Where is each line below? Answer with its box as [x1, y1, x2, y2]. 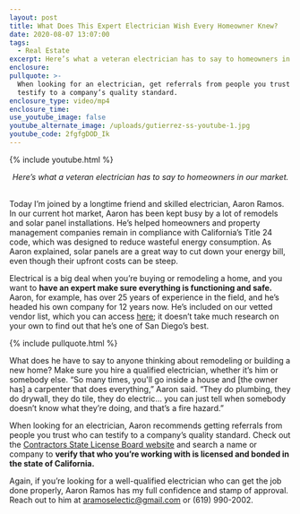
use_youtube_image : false [9, 113, 106, 122]
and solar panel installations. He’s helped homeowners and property [9, 217, 261, 228]
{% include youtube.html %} [9, 154, 114, 165]
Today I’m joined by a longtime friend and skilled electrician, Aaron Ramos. [9, 198, 285, 209]
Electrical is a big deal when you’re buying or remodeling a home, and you [9, 272, 283, 283]
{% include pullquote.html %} [9, 338, 118, 348]
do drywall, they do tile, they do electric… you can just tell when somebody [9, 393, 287, 404]
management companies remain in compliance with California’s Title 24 [9, 227, 273, 237]
